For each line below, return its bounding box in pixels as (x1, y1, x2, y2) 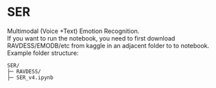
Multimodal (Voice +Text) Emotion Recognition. (7, 27, 140, 35)
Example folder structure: (7, 49, 79, 57)
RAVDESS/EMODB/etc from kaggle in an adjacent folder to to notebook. (7, 41, 210, 49)
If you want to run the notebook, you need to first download (7, 34, 176, 42)
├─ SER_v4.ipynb (7, 74, 53, 81)
